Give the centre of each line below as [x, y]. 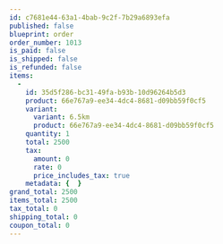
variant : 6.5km [61, 117]
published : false [42, 26]
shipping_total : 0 [43, 217]
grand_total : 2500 [43, 192]
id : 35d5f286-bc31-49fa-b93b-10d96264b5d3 [106, 92]
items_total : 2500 [43, 201]
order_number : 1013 [46, 42]
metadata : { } [54, 184]
